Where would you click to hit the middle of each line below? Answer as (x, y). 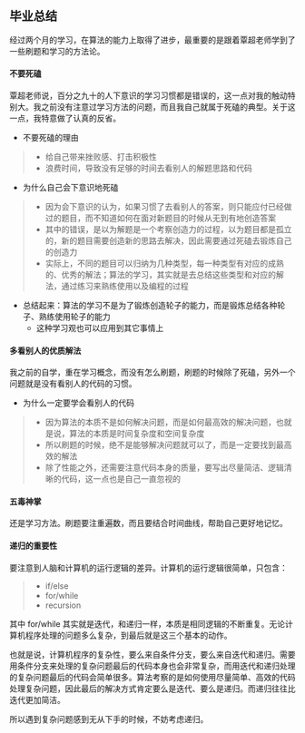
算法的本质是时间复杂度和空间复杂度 (137, 434)
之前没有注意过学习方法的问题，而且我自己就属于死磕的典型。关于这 (168, 107)
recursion (63, 605)
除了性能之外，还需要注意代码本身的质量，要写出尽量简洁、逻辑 (164, 468)
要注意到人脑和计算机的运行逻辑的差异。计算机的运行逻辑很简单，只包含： (148, 567)
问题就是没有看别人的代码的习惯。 (73, 384)
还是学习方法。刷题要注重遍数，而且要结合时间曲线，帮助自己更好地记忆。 (148, 523)
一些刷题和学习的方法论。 (57, 51)
